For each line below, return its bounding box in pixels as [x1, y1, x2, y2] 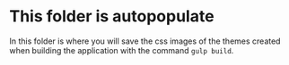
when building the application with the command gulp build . [9, 45, 234, 55]
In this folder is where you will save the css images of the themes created [9, 36, 281, 46]
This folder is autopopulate [9, 6, 215, 27]
